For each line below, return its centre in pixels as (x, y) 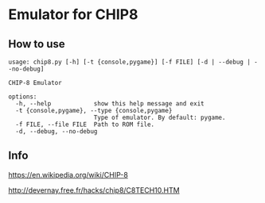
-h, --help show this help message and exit (110, 104)
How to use (37, 44)
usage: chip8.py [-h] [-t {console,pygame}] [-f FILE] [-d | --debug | (129, 62)
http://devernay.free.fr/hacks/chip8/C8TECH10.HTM (94, 190)
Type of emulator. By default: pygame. (160, 117)
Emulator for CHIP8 (73, 15)
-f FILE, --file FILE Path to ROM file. (85, 124)
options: (23, 97)
